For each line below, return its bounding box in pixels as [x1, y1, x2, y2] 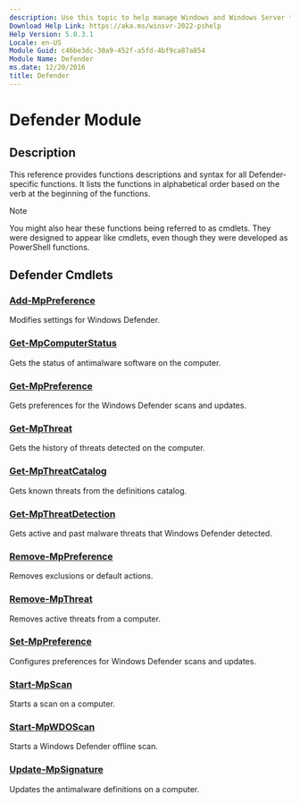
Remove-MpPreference [9, 550, 113, 562]
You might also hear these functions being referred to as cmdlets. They [9, 223, 271, 233]
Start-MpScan [9, 678, 73, 690]
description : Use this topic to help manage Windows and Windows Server [9, 13, 286, 22]
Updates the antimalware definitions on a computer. [9, 783, 200, 794]
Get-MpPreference [9, 379, 94, 392]
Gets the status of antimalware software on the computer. [9, 357, 221, 368]
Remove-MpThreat [9, 593, 93, 605]
